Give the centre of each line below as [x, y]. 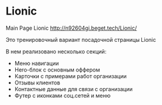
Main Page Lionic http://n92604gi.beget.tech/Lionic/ [71, 28]
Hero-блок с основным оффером [57, 69]
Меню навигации [36, 63]
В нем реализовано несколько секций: [56, 51]
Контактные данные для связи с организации [73, 89]
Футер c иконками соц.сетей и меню [62, 95]
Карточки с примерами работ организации [70, 76]
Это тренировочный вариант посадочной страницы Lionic [81, 39]
